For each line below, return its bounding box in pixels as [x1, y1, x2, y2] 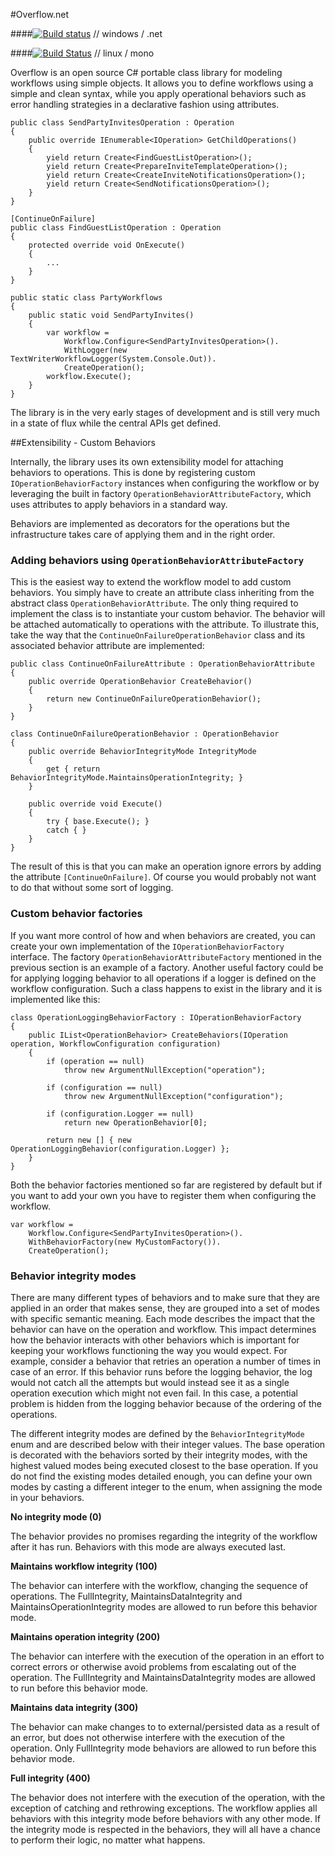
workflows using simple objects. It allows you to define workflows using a [10, 77, 314, 89]
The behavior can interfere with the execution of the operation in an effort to [10, 1650, 325, 1662]
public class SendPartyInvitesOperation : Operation [10, 118, 235, 128]
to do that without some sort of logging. [10, 882, 174, 894]
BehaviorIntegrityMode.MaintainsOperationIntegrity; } [10, 773, 244, 783]
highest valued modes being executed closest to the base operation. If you [10, 1459, 319, 1471]
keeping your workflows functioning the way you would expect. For [10, 1344, 288, 1356]
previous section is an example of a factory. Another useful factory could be [10, 961, 324, 973]
